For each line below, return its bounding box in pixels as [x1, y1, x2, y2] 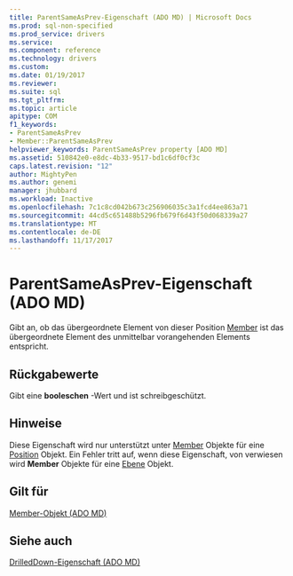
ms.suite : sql [9, 87, 62, 96]
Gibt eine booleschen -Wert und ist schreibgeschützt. [9, 391, 207, 400]
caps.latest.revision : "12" [9, 162, 114, 170]
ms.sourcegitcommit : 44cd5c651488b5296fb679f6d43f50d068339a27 [9, 210, 249, 220]
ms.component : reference [9, 46, 101, 55]
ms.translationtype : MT [9, 219, 98, 228]
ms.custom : [9, 63, 50, 72]
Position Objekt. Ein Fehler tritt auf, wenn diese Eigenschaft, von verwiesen [9, 449, 283, 460]
